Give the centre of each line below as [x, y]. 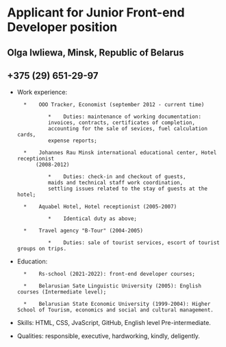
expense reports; [72, 141]
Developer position [62, 27]
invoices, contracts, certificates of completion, [122, 123]
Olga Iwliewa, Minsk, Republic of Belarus [96, 52]
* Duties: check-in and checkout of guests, [117, 177]
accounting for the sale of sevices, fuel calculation [127, 129]
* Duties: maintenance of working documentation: [125, 117]
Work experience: [42, 92]
